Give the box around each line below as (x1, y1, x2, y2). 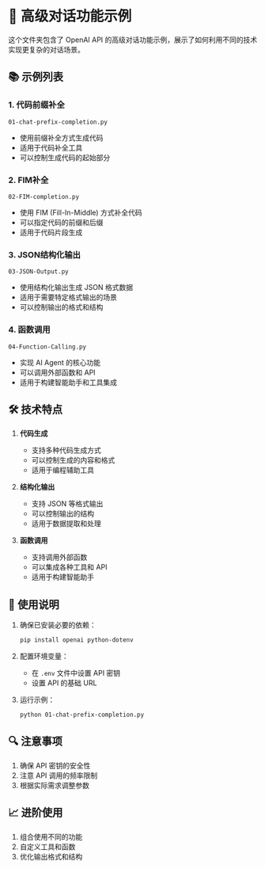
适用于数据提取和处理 (31, 519, 101, 528)
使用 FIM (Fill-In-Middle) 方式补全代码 (19, 208, 142, 217)
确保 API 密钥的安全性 (19, 760, 91, 770)
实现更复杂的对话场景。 (8, 44, 85, 54)
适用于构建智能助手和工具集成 (19, 377, 117, 387)
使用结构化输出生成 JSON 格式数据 (19, 283, 133, 292)
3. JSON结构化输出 (8, 249, 81, 260)
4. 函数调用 (8, 324, 51, 335)
